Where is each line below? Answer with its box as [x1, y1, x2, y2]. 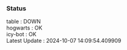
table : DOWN [6, 18, 41, 25]
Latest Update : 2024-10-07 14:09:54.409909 [6, 37, 122, 45]
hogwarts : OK [6, 24, 43, 31]
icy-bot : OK [6, 31, 37, 38]
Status [6, 4, 26, 13]
